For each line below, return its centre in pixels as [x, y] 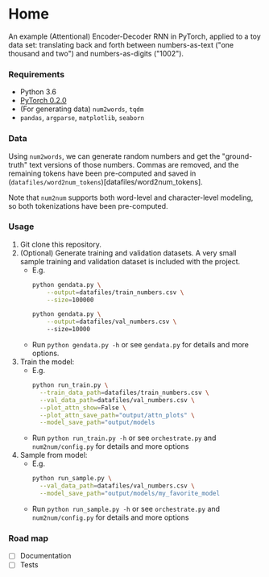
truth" [18, 164]
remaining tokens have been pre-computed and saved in [102, 173]
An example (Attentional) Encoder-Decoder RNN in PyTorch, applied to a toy [135, 36]
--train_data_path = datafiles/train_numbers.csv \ [124, 392]
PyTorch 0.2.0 [43, 101]
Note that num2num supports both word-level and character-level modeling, [131, 197]
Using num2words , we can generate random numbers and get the [114, 156]
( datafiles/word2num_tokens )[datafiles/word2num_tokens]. [106, 181]
